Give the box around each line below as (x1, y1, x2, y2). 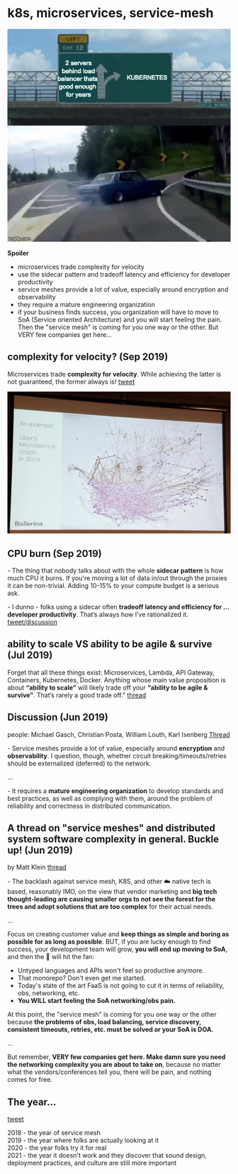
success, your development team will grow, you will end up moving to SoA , (7, 945, 228, 953)
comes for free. (7, 1075, 53, 1084)
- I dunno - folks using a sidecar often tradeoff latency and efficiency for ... (7, 602, 230, 611)
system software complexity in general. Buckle (7, 833, 220, 845)
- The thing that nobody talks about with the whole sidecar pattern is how (7, 566, 224, 575)
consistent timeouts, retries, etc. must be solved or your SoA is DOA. (7, 1025, 214, 1034)
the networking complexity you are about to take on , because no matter (7, 1061, 221, 1069)
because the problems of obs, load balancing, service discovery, (7, 1018, 202, 1026)
